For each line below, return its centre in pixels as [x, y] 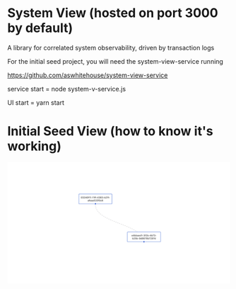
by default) [40, 28]
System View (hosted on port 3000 [113, 13]
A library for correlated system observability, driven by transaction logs [111, 47]
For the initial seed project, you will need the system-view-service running [116, 61]
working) [34, 146]
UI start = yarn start [36, 102]
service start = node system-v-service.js [66, 89]
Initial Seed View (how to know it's [110, 131]
